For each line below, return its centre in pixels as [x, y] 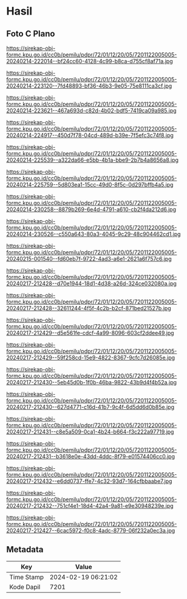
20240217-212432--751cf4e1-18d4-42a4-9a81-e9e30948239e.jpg [90, 506]
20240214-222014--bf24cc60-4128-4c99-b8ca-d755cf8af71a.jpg [90, 61]
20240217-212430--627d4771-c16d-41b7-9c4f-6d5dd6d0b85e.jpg [90, 407]
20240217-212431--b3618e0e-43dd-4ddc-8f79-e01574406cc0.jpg [90, 456]
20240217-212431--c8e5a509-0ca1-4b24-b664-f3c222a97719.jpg [90, 432]
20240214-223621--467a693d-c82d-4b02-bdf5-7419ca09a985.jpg [92, 110]
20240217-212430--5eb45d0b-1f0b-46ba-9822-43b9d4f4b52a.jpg [92, 382]
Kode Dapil [25, 587]
